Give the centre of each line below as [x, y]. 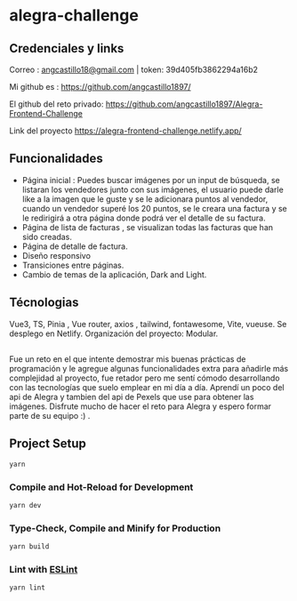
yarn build [29, 547]
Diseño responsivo [56, 255]
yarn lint [28, 588]
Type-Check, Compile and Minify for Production [115, 528]
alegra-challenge [74, 16]
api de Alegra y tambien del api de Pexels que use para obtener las [132, 397]
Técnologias [44, 303]
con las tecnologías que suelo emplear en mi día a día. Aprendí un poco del [147, 388]
